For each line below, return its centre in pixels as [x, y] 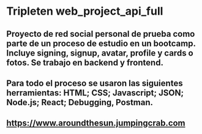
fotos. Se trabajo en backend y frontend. [85, 62]
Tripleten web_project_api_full [85, 11]
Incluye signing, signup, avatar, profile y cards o [100, 53]
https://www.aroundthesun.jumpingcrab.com [96, 123]
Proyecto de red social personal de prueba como [101, 34]
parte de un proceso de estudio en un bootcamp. [101, 43]
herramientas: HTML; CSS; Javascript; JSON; [95, 93]
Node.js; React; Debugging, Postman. [80, 102]
